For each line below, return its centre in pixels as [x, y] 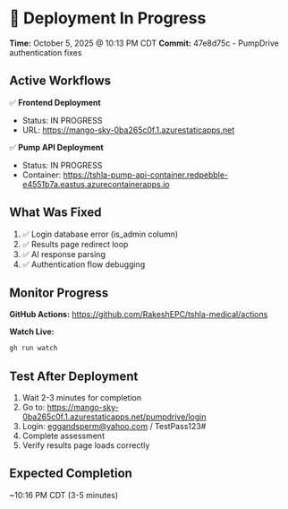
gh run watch [34, 349]
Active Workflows [60, 81]
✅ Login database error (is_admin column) [100, 234]
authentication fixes [46, 52]
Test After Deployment [74, 376]
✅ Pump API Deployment [57, 147]
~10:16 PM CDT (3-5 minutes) [64, 495]
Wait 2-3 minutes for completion [81, 398]
